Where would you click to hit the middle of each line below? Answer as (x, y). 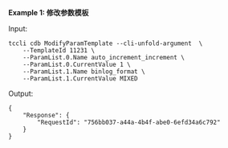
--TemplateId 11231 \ (59, 51)
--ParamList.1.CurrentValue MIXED (80, 79)
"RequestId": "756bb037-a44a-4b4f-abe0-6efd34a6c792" (129, 122)
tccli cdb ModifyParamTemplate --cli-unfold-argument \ (106, 43)
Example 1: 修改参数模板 (49, 12)
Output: (21, 93)
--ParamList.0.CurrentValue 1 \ (77, 64)
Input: (18, 29)
